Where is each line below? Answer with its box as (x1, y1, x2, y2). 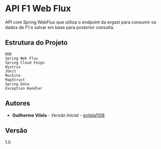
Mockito (5, 73, 21, 78)
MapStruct (5, 77, 25, 82)
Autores (5, 99, 30, 108)
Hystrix (5, 64, 21, 69)
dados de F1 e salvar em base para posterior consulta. (5, 24, 115, 30)
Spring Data (5, 81, 29, 86)
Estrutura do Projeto (5, 39, 68, 47)
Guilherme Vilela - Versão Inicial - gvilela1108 (12, 112, 105, 118)
